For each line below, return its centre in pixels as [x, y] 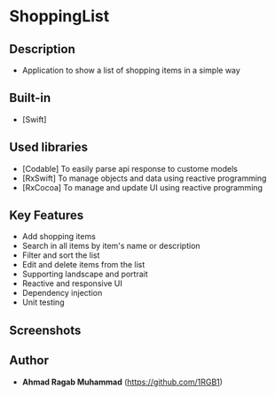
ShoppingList [59, 16]
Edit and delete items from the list [83, 265]
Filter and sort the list [61, 255]
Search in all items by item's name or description [111, 246]
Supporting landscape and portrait [85, 274]
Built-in [30, 98]
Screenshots [45, 330]
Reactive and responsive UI [72, 283]
